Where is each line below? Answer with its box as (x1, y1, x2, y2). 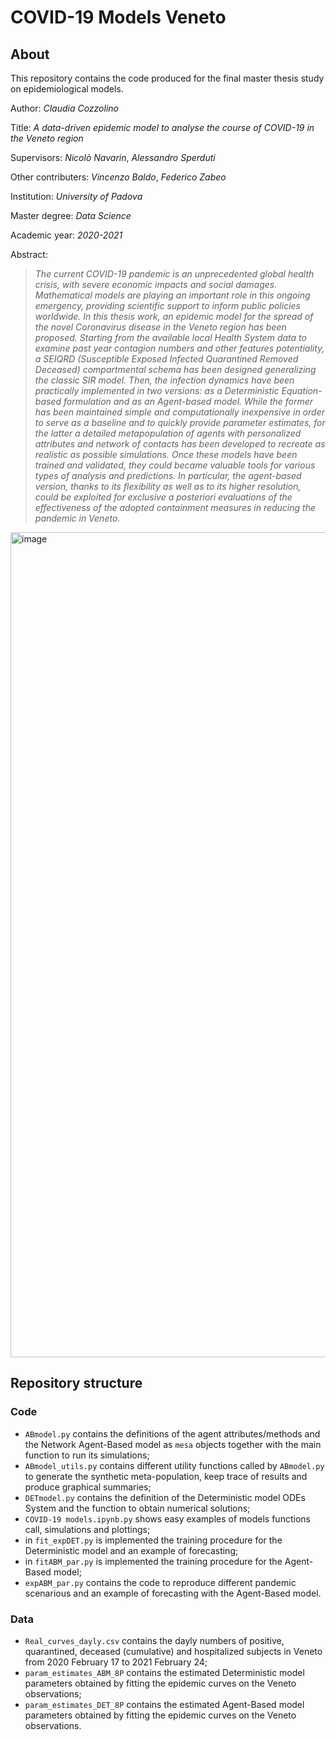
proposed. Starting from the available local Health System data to (34, 332, 307, 343)
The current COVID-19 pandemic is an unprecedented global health (34, 268, 315, 280)
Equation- (281, 385, 323, 396)
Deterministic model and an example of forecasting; (24, 1544, 239, 1556)
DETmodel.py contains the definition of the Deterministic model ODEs (24, 1491, 306, 1503)
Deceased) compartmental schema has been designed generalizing (34, 364, 317, 375)
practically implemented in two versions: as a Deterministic (34, 385, 280, 396)
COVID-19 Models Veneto (10, 6, 227, 29)
